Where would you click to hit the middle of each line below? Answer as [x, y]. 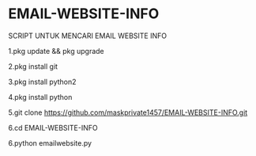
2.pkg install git [33, 66]
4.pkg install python [40, 97]
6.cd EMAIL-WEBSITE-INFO [53, 127]
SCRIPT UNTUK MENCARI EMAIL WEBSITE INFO [88, 36]
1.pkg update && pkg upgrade [56, 51]
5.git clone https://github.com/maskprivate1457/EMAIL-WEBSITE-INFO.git [128, 112]
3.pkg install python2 [42, 82]
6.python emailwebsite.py [50, 143]
